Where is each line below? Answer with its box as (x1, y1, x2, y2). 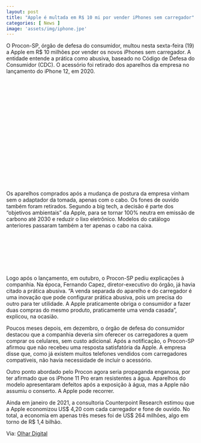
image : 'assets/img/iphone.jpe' (6, 25, 87, 32)
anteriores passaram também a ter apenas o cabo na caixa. (6, 222, 153, 229)
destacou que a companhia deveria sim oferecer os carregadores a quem (6, 331, 188, 338)
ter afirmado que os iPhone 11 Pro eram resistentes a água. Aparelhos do (6, 374, 186, 382)
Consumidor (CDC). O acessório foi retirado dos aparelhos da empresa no (6, 61, 190, 69)
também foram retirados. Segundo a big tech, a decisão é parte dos (6, 203, 174, 210)
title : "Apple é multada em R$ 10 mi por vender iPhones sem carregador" (6, 14, 195, 20)
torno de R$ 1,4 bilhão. (6, 418, 62, 426)
